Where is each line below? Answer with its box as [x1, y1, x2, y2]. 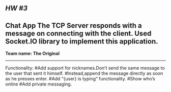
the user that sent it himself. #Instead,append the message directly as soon [5, 70, 163, 76]
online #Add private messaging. [5, 81, 72, 87]
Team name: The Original [5, 51, 60, 57]
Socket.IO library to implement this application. [5, 37, 158, 45]
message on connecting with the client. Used [5, 29, 152, 37]
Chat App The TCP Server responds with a [5, 21, 142, 30]
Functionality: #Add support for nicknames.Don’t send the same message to [5, 65, 165, 71]
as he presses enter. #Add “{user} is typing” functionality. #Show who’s [5, 76, 155, 82]
